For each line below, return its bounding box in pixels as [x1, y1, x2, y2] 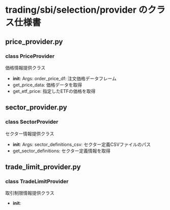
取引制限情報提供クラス [5, 190, 54, 196]
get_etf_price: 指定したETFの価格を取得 [12, 88, 96, 94]
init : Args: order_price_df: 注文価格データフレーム [12, 75, 117, 81]
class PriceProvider [5, 52, 55, 59]
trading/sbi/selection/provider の [5, 4, 148, 16]
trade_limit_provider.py [5, 162, 81, 171]
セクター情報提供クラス [5, 130, 54, 136]
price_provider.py [5, 37, 63, 46]
